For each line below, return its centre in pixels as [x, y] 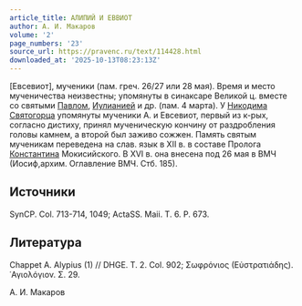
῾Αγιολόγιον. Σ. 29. [45, 274]
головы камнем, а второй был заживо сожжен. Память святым [133, 134]
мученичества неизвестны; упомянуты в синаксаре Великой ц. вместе [148, 96]
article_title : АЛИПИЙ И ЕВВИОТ [71, 18]
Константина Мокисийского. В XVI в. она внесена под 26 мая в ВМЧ [143, 154]
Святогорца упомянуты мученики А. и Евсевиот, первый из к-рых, [139, 115]
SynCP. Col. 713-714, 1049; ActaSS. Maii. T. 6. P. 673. [109, 214]
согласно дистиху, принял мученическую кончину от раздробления [143, 125]
